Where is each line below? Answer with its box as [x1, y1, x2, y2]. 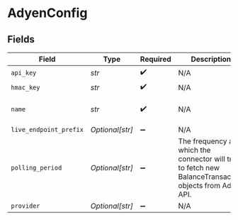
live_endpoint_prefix [11, 126, 84, 133]
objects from [178, 181, 221, 190]
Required [140, 55, 171, 64]
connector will [178, 154, 225, 164]
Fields [7, 33, 35, 45]
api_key [11, 69, 37, 77]
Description [191, 55, 232, 64]
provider [11, 202, 40, 210]
